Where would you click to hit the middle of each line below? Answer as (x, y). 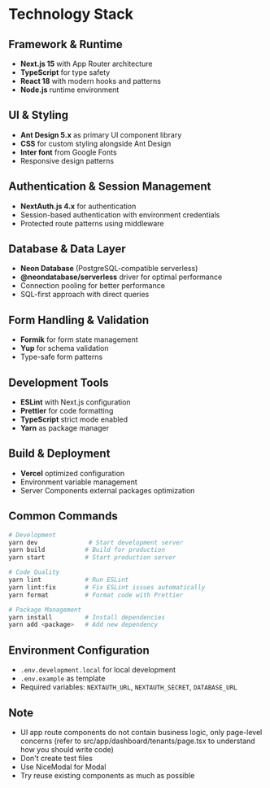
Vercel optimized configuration (72, 473)
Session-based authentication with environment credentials (120, 215)
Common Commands (63, 517)
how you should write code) (67, 749)
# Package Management (45, 610)
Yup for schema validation (64, 348)
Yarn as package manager (65, 428)
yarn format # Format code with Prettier (96, 595)
